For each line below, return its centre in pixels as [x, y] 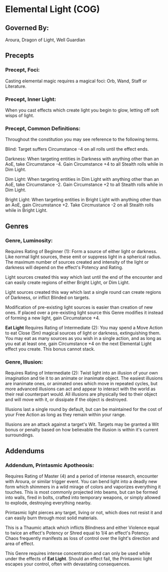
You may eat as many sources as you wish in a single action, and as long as [83, 338]
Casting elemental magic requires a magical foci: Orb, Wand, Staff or [76, 81]
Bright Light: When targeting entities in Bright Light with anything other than [83, 200]
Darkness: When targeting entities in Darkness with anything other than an [82, 159]
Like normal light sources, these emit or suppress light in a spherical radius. [83, 257]
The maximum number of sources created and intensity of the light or [77, 262]
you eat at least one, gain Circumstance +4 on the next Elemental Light [78, 344]
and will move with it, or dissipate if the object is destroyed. [66, 400]
